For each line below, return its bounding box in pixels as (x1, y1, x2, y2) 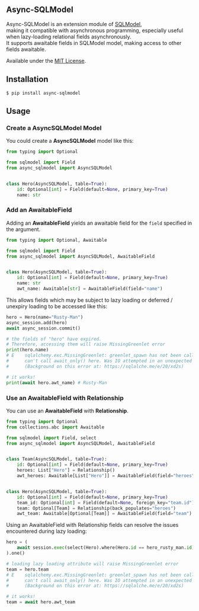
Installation (6, 74, 49, 85)
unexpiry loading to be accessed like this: (6, 302, 108, 310)
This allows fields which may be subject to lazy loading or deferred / (6, 296, 173, 303)
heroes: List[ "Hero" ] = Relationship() (17, 468, 115, 474)
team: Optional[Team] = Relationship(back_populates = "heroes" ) (17, 505, 176, 511)
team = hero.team (6, 566, 49, 572)
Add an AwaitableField (6, 206, 72, 214)
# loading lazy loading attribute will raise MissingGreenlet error (6, 561, 179, 567)
